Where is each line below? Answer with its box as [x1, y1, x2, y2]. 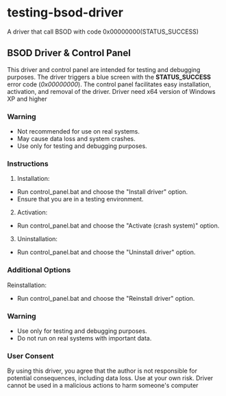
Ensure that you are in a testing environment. [16, 195, 144, 203]
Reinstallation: [7, 281, 47, 289]
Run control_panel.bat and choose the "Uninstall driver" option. [16, 248, 196, 256]
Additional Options [7, 265, 71, 275]
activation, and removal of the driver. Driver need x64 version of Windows [7, 87, 216, 95]
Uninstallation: [16, 235, 58, 243]
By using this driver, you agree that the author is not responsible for [7, 367, 197, 375]
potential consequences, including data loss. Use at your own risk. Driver [7, 374, 214, 382]
